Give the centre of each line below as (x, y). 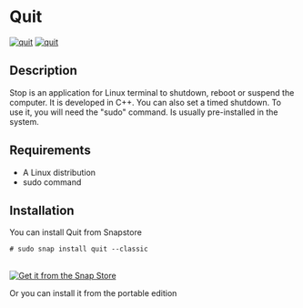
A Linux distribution (59, 172)
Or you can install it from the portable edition (93, 293)
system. (24, 121)
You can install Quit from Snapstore (76, 232)
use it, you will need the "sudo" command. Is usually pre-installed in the (144, 112)
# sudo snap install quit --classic (79, 249)
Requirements (50, 151)
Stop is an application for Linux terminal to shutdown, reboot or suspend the (152, 92)
